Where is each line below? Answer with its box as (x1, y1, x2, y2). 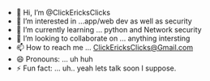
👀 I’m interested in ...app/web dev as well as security (15, 16, 192, 26)
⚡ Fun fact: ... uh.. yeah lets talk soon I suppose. (15, 63, 177, 73)
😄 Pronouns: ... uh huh (15, 54, 93, 64)
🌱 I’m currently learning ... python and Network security (15, 25, 202, 34)
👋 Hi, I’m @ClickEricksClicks (15, 8, 111, 17)
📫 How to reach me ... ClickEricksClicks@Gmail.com (15, 43, 193, 52)
